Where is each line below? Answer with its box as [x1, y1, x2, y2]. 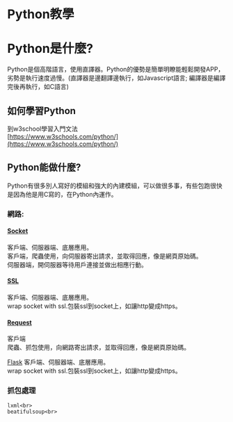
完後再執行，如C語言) [7, 83, 70, 91]
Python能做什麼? [7, 161, 81, 174]
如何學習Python [7, 105, 77, 117]
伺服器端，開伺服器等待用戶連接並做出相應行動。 [7, 260, 147, 268]
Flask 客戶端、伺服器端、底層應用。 [7, 358, 110, 366]
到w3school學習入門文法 [7, 124, 78, 133]
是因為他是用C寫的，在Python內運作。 [7, 190, 118, 198]
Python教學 [7, 6, 74, 22]
